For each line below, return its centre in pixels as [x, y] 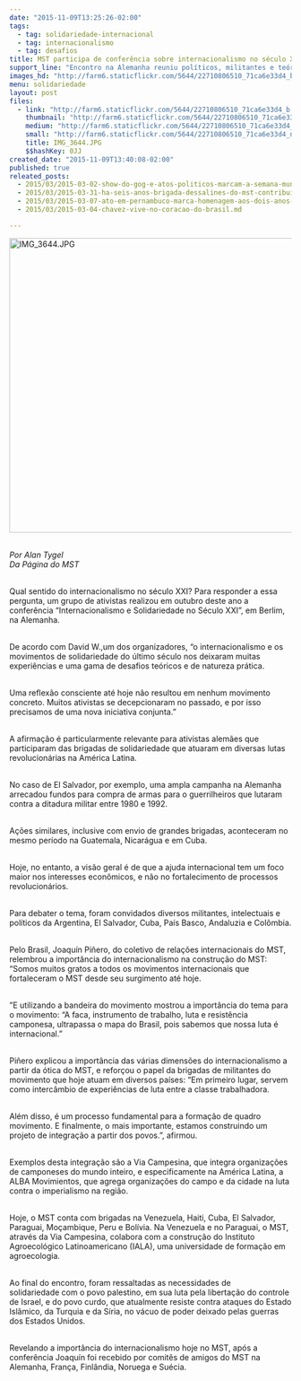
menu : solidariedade [48, 84]
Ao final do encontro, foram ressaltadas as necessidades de [120, 1282]
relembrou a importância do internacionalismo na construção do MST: [138, 959]
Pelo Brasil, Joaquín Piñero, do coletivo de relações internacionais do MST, [148, 949]
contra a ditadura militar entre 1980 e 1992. [89, 803]
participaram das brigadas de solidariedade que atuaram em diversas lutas [147, 748]
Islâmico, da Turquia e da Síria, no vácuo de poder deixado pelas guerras [144, 1311]
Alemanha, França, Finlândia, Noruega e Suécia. [98, 1367]
